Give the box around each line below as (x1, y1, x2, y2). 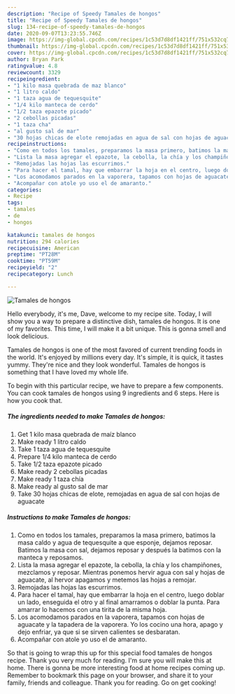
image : (7, 36, 27, 43)
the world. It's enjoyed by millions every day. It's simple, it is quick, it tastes (7, 353, 224, 361)
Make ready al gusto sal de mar (17, 482, 108, 491)
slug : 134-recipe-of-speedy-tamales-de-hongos (7, 23, 145, 30)
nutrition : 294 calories (7, 238, 80, 245)
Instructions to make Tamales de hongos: (7, 513, 131, 522)
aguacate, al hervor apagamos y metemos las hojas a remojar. (17, 576, 197, 584)
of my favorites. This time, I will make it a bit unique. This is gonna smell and (7, 324, 227, 333)
